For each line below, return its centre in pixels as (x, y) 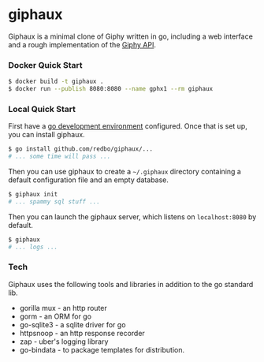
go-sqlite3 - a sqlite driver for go (73, 324)
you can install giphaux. (46, 135)
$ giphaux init (33, 195)
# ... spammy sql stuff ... (54, 202)
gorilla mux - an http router (63, 308)
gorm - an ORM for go (56, 316)
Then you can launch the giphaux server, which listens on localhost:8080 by (132, 216)
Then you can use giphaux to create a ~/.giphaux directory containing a (125, 172)
